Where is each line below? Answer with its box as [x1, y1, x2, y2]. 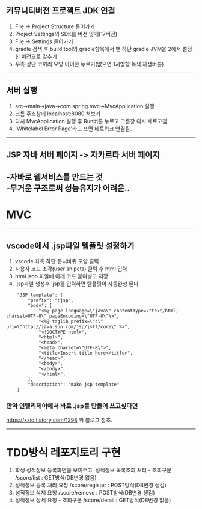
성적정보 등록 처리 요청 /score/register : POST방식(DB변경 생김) [14, 481, 167, 489]
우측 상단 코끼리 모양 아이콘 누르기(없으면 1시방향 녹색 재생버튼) [14, 60, 164, 67]
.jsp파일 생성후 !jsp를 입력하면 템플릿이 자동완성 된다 [14, 280, 139, 287]
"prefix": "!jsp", [28, 297, 74, 303]
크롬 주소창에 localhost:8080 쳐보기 [14, 110, 101, 117]
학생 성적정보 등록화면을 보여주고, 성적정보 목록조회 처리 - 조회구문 [14, 466, 172, 474]
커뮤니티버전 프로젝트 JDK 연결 [6, 5, 115, 16]
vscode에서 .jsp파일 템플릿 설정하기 [6, 240, 135, 251]
